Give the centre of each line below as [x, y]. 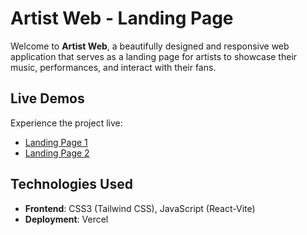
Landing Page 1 [56, 142]
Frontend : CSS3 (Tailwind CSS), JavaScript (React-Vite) [140, 208]
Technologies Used [71, 184]
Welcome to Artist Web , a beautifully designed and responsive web [150, 46]
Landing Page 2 [57, 153]
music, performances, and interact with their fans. [113, 67]
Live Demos [47, 98]
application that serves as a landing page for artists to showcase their [154, 56]
